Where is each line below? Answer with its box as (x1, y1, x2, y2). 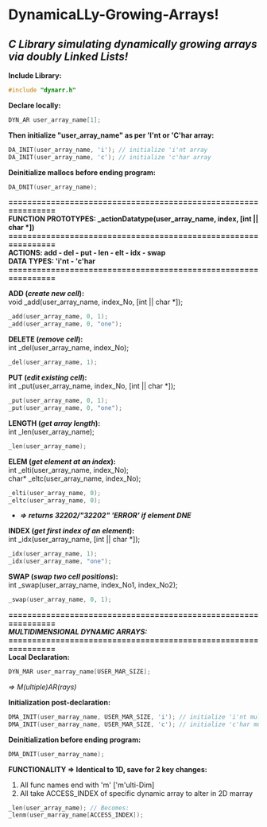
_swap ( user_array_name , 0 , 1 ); (8, 595, 112, 604)
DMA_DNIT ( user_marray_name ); (8, 750, 105, 758)
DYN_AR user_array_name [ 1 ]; (8, 115, 102, 124)
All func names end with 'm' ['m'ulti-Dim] (19, 780, 155, 790)
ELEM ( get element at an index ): (8, 456, 117, 466)
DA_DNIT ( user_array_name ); (8, 183, 98, 191)
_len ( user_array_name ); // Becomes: (8, 804, 130, 812)
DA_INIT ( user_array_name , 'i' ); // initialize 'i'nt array (8, 146, 208, 154)
